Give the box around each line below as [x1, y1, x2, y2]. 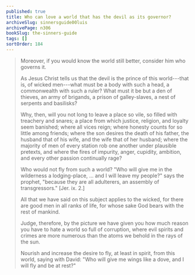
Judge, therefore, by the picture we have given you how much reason [20, 219, 189, 226]
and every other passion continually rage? [20, 154, 122, 161]
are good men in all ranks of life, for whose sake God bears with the [20, 202, 184, 209]
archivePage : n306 [6, 25, 51, 31]
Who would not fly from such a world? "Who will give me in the [20, 166, 173, 173]
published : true [6, 8, 46, 15]
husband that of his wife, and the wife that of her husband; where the [20, 136, 188, 143]
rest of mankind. [20, 208, 60, 215]
